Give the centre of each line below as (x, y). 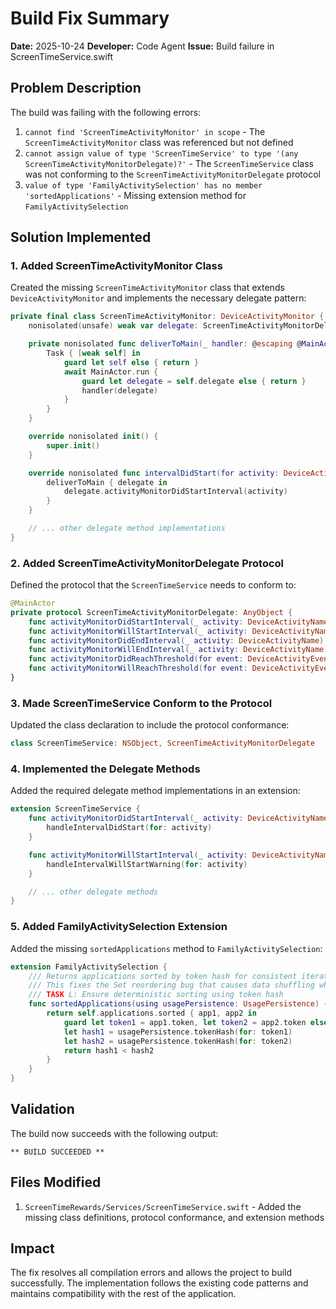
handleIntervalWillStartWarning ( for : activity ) (147, 864)
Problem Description (76, 88)
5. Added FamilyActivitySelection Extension (119, 927)
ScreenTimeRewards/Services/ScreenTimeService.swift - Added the (163, 1206)
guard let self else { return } (131, 362)
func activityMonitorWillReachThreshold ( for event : (138, 668)
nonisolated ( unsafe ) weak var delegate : (113, 326)
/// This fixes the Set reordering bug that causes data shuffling (171, 985)
